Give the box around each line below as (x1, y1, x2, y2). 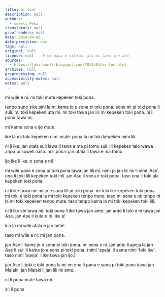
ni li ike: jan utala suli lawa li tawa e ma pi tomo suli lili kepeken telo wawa (5, 143, 154, 149)
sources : (5, 58, 23, 63)
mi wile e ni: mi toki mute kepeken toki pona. (5, 94, 95, 100)
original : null (5, 48, 36, 53)
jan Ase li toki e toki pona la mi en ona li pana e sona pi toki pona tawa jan (5, 261, 154, 267)
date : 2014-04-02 (5, 35, 41, 40)
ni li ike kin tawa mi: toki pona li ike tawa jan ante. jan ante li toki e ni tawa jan (5, 208, 161, 213)
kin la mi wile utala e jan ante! (5, 222, 65, 228)
